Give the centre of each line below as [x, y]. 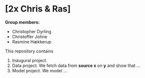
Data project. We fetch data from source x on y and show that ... [76, 65]
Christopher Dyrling [32, 31]
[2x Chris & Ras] [38, 9]
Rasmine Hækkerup [32, 41]
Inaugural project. [29, 60]
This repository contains [29, 51]
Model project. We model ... [40, 70]
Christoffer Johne [29, 37]
